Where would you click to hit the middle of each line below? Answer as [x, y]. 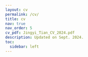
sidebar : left [24, 47]
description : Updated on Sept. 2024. [44, 38]
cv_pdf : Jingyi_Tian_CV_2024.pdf [40, 33]
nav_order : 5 [19, 28]
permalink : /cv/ [22, 14]
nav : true [15, 24]
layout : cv [16, 10]
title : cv [15, 19]
